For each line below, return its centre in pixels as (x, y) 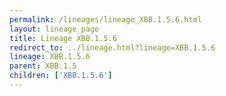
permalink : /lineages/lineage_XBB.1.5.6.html (105, 19)
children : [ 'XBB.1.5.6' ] (61, 76)
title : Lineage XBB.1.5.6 (63, 38)
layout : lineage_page (54, 29)
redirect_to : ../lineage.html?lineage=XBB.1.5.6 (112, 47)
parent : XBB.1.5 (43, 66)
